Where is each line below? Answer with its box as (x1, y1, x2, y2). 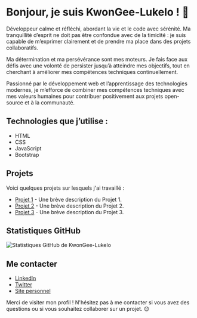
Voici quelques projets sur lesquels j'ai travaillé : (6, 184, 124, 192)
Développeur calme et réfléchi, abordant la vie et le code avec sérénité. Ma (6, 25, 191, 32)
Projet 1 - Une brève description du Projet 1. (14, 196, 122, 203)
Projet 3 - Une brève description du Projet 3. (14, 208, 124, 215)
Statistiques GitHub (6, 226, 81, 236)
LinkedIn (14, 274, 36, 282)
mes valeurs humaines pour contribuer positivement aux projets (6, 92, 164, 100)
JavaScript (14, 144, 42, 152)
